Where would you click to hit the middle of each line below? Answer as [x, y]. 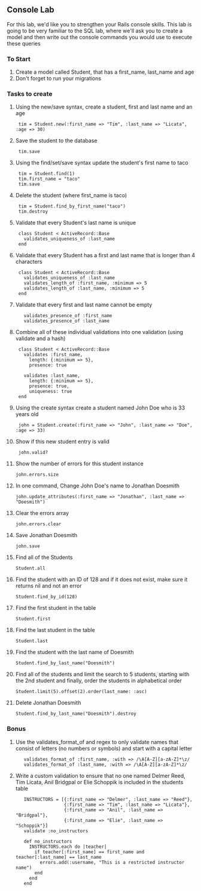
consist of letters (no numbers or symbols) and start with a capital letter [104, 748]
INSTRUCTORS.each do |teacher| [68, 847]
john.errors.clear [38, 524]
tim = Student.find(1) [47, 174]
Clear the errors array [42, 513]
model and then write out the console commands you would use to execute [100, 37]
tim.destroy [33, 212]
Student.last [32, 641]
